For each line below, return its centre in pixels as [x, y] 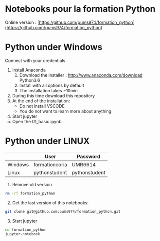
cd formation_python [26, 230]
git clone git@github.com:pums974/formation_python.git [63, 211]
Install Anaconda [29, 70]
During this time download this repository [53, 96]
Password [89, 156]
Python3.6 [30, 80]
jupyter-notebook [23, 234]
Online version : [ [22, 22]
